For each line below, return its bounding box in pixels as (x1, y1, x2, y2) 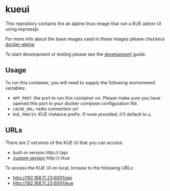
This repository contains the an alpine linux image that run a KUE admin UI (5, 20, 162, 27)
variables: (5, 85, 26, 91)
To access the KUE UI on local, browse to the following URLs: (5, 164, 134, 171)
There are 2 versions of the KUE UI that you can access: (5, 139, 124, 146)
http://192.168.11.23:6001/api (12, 175, 72, 181)
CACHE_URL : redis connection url (12, 106, 78, 112)
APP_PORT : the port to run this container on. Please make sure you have (12, 94, 161, 101)
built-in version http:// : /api (12, 149, 68, 155)
